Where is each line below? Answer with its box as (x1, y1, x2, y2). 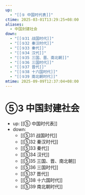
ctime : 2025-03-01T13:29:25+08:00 (5, 17, 79, 22)
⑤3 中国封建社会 (5, 102, 80, 114)
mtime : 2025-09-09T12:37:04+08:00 (5, 79, 79, 84)
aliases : (5, 21, 24, 27)
